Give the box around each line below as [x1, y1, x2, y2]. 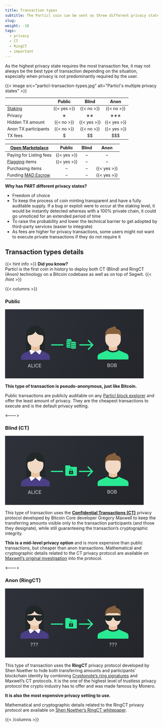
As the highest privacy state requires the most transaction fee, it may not [5, 63, 150, 69]
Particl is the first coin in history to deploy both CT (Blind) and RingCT [5, 266, 145, 272]
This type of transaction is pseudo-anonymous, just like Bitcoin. [5, 383, 137, 389]
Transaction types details [5, 248, 84, 256]
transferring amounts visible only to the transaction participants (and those [5, 520, 155, 526]
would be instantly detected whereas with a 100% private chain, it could [12, 208, 156, 214]
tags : [5, 28, 16, 34]
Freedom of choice [12, 192, 50, 198]
